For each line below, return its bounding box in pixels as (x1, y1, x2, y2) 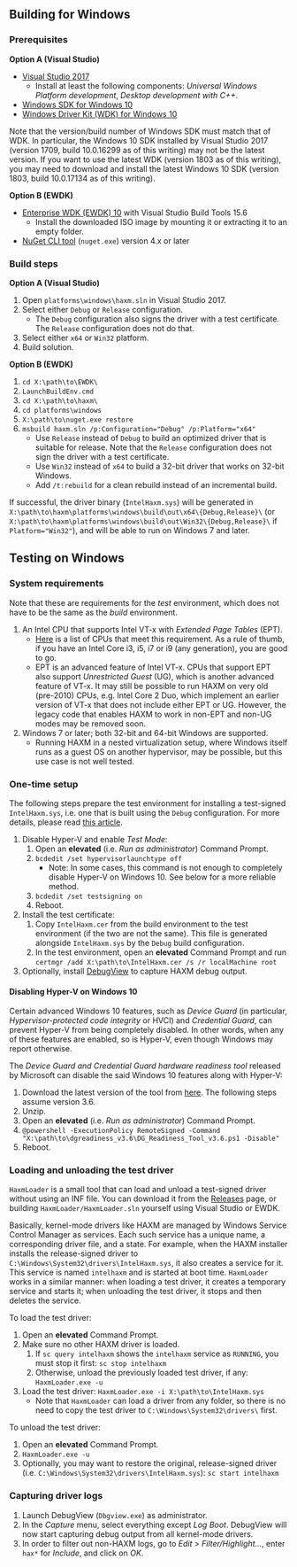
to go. (34, 652, 57, 663)
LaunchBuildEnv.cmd (21, 387, 95, 396)
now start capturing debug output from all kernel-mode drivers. (21, 1528, 254, 1540)
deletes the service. (9, 1295, 81, 1306)
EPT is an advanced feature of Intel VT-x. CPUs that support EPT (34, 662, 271, 672)
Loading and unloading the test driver (9, 1164, 174, 1176)
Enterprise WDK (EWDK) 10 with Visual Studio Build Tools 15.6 (21, 207, 247, 218)
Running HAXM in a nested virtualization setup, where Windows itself (34, 737, 288, 748)
